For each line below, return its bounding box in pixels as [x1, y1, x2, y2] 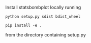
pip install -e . [5, 23, 42, 28]
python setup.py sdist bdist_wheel [5, 14, 81, 19]
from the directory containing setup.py [5, 32, 86, 37]
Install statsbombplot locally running [5, 5, 81, 10]
